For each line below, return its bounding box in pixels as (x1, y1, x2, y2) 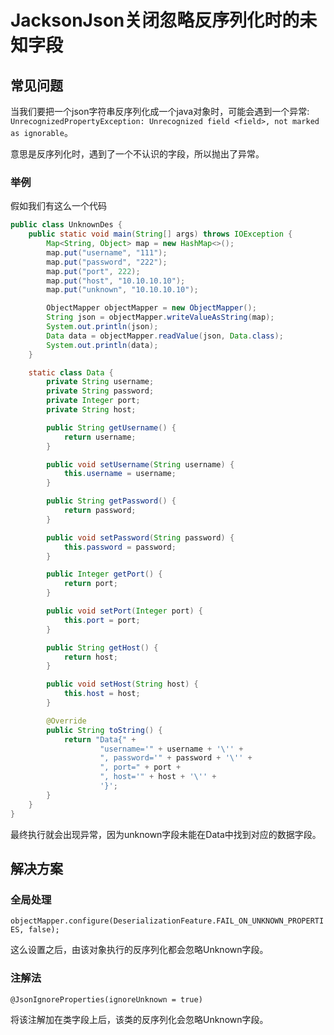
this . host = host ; (63, 689, 141, 699)
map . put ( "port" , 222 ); (46, 266, 141, 276)
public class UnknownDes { (10, 220, 123, 230)
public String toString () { (46, 725, 163, 735)
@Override (46, 716, 87, 726)
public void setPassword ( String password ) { (46, 532, 235, 543)
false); (28, 925, 60, 935)
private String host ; (46, 405, 137, 415)
